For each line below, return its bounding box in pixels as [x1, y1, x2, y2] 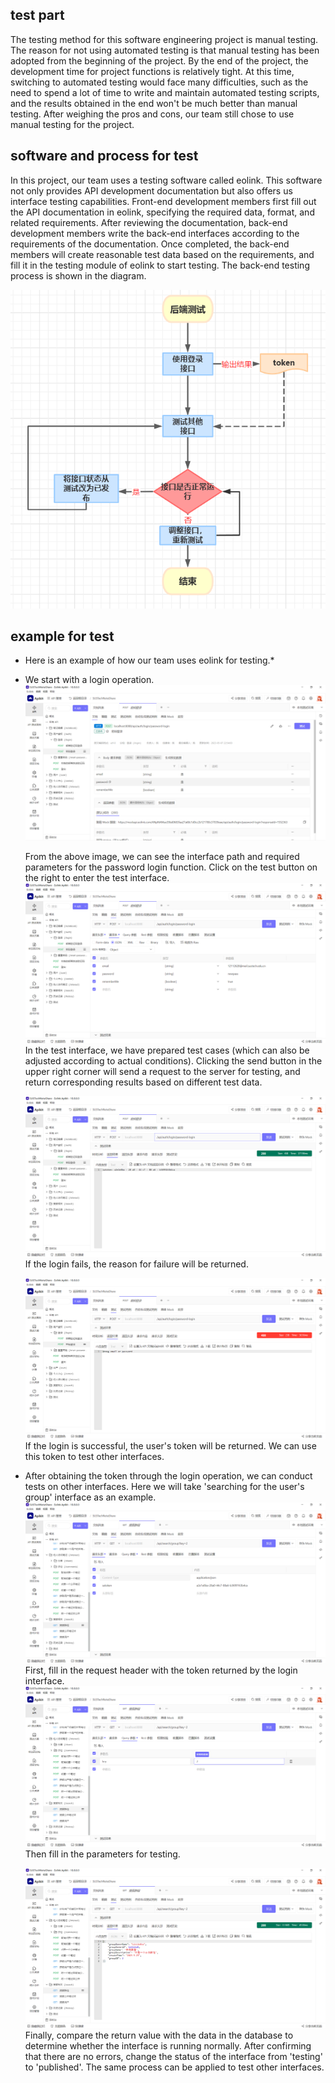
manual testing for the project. [10, 118, 135, 130]
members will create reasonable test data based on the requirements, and [10, 248, 315, 260]
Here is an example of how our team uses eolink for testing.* [24, 654, 275, 667]
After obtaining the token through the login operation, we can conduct [24, 1470, 313, 1482]
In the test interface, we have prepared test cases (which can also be [24, 1044, 310, 1056]
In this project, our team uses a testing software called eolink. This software [10, 174, 323, 186]
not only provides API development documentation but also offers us [10, 184, 293, 197]
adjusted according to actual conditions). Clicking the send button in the [24, 1055, 323, 1067]
